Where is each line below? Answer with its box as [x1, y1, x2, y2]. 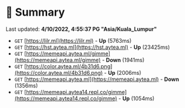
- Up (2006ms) [104, 69, 142, 76]
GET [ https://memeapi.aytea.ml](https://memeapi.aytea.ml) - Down [14, 75, 179, 83]
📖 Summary [5, 5, 65, 19]
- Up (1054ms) [118, 95, 155, 102]
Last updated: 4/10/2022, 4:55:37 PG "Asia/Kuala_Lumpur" [5, 25, 157, 33]
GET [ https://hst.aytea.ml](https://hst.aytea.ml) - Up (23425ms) [14, 43, 170, 51]
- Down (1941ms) [101, 56, 145, 63]
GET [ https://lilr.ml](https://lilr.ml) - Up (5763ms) [14, 37, 132, 44]
